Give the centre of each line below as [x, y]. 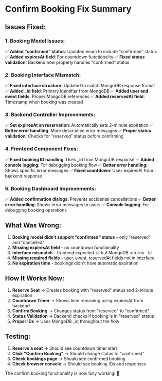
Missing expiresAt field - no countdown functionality [65, 248]
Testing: [18, 336]
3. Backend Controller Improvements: [50, 114]
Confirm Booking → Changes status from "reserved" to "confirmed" [81, 311]
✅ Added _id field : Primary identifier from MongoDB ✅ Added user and [77, 91]
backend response [24, 176]
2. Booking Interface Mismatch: [43, 75]
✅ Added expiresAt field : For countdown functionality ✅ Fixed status [75, 57]
